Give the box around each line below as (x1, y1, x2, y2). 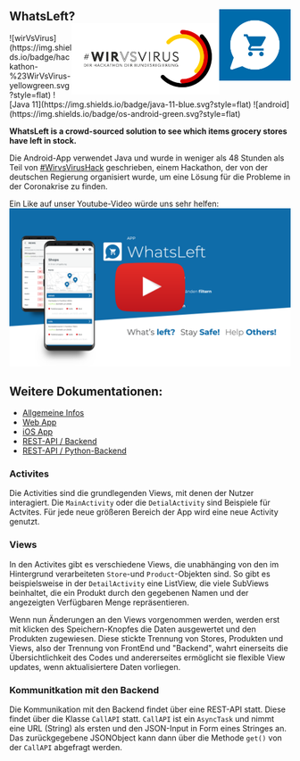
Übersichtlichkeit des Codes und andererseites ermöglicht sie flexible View (9, 652, 286, 663)
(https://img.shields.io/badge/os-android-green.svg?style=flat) (9, 108, 241, 119)
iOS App (21, 426, 54, 437)
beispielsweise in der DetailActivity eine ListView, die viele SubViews (9, 577, 270, 589)
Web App (21, 417, 57, 428)
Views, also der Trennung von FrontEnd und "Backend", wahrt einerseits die (9, 642, 288, 653)
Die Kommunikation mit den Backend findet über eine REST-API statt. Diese (9, 704, 286, 715)
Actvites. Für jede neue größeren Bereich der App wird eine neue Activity (9, 507, 279, 517)
